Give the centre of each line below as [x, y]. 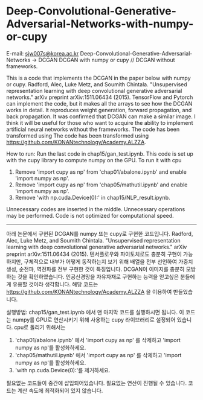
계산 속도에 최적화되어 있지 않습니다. [60, 390]
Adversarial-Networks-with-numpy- [100, 24]
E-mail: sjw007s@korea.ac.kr [43, 53]
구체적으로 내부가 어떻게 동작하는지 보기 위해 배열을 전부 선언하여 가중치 [108, 261]
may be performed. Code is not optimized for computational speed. [90, 215]
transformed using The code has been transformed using [78, 135]
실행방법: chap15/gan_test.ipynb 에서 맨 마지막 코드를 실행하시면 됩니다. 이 [95, 312]
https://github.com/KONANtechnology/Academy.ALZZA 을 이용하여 [89, 291]
